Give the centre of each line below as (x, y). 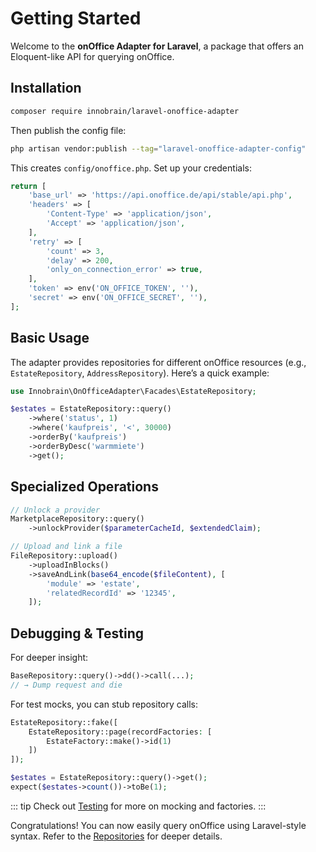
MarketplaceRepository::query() (77, 519)
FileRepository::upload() (64, 556)
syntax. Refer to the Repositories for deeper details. (116, 836)
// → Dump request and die (66, 685)
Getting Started (76, 18)
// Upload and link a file (66, 547)
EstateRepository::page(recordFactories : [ (120, 732)
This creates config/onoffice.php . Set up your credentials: (131, 168)
